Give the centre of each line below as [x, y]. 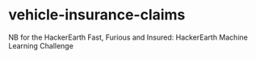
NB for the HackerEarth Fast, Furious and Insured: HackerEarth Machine [128, 37]
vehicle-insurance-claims [97, 15]
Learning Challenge [41, 45]
